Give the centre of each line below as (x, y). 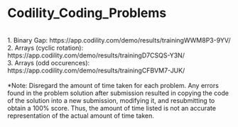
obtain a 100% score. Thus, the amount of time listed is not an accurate (112, 108)
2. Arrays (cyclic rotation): (45, 48)
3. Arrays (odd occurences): (49, 62)
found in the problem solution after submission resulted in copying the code (118, 93)
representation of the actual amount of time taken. (81, 116)
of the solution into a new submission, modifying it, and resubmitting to (111, 100)
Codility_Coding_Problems (87, 13)
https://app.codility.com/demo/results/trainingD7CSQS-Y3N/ (96, 55)
